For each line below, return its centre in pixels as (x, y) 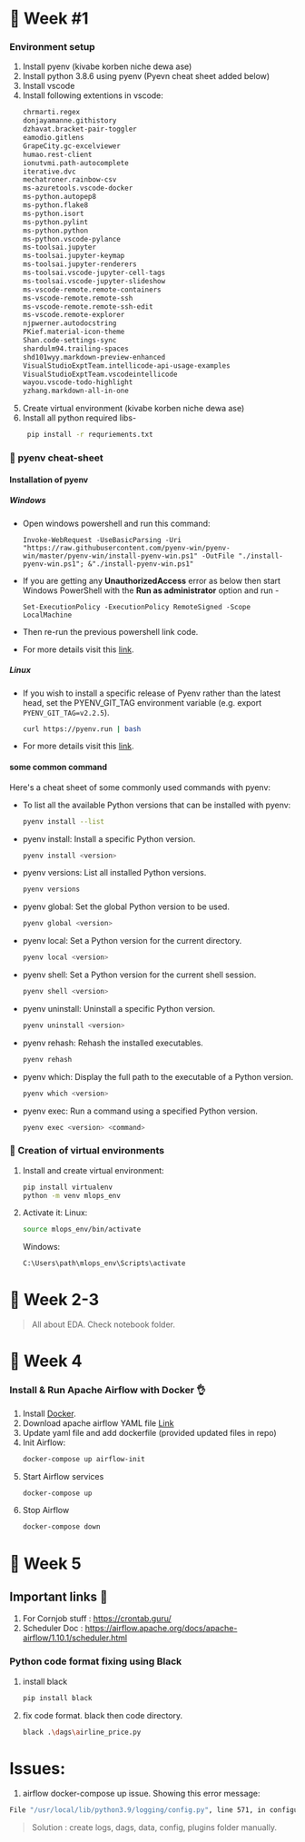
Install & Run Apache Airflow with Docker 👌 (108, 1391)
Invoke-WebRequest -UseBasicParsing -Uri (102, 540)
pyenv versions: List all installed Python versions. (114, 873)
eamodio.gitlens (53, 138)
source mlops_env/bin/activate (82, 1230)
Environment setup (52, 47)
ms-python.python (55, 231)
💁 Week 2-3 (54, 1299)
